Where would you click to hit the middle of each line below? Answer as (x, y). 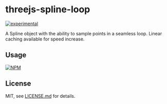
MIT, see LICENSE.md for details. (40, 96)
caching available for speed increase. (45, 39)
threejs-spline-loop (48, 9)
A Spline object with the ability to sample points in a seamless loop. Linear (84, 33)
